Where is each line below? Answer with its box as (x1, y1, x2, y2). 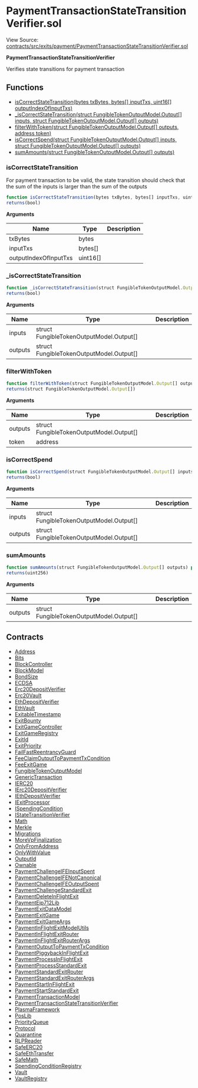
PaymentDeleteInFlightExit (14, 892, 79, 899)
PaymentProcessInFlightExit (14, 956, 83, 963)
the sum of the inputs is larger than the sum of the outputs (6, 183, 147, 190)
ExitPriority (14, 742, 42, 749)
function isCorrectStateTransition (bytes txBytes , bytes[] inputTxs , (6, 194, 181, 200)
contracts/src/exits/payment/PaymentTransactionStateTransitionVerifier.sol (6, 43, 189, 50)
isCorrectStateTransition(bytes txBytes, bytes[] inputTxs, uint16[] (14, 98, 172, 105)
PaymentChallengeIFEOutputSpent (14, 880, 99, 887)
